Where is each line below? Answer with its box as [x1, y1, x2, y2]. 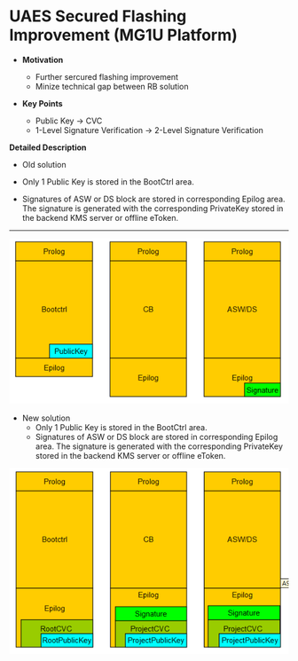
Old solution [21, 159, 67, 169]
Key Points [21, 98, 64, 108]
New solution [21, 413, 71, 423]
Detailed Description [9, 142, 87, 153]
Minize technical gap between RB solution [35, 81, 189, 91]
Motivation [21, 54, 64, 65]
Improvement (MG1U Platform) [9, 25, 238, 45]
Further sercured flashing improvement [35, 71, 179, 82]
